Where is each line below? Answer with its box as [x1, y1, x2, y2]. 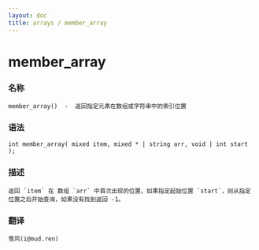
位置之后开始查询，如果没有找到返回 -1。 [8, 195, 124, 203]
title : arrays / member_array [8, 19, 108, 27]
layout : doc [8, 11, 47, 20]
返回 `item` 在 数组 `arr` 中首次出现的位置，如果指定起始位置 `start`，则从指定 [8, 187, 251, 195]
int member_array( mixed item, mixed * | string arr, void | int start [8, 140, 248, 148]
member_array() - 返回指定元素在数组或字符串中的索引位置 [8, 102, 187, 110]
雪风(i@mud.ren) [8, 234, 59, 243]
